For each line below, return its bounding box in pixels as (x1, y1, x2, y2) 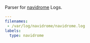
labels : (5, 28, 21, 33)
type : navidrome (9, 33, 44, 38)
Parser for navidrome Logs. (5, 5, 62, 10)
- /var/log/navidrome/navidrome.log (7, 23, 85, 28)
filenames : (5, 19, 28, 24)
